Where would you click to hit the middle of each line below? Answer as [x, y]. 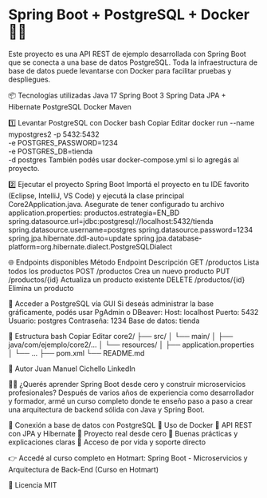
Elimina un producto [41, 288]
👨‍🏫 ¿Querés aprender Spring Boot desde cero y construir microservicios [127, 384]
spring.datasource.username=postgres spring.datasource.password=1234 [131, 229]
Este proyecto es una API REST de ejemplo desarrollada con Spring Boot [128, 54]
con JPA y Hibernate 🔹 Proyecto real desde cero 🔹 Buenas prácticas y [123, 433]
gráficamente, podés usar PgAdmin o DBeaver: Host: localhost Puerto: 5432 [133, 312]
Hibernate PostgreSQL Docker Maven [70, 106]
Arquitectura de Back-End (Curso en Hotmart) [84, 469]
